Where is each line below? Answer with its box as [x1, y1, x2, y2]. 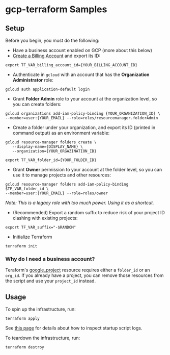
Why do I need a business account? [5, 255, 95, 262]
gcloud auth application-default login [5, 87, 90, 92]
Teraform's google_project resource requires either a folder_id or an [5, 267, 150, 273]
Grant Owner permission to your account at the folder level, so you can [12, 167, 162, 172]
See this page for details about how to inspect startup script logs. [5, 325, 143, 331]
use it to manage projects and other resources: [12, 172, 111, 178]
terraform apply [5, 316, 40, 321]
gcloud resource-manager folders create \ [5, 140, 97, 145]
